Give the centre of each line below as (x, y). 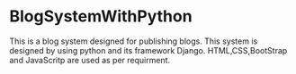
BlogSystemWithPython (101, 16)
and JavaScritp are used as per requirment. (90, 60)
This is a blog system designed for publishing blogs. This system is (134, 41)
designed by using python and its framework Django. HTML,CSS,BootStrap (148, 50)
